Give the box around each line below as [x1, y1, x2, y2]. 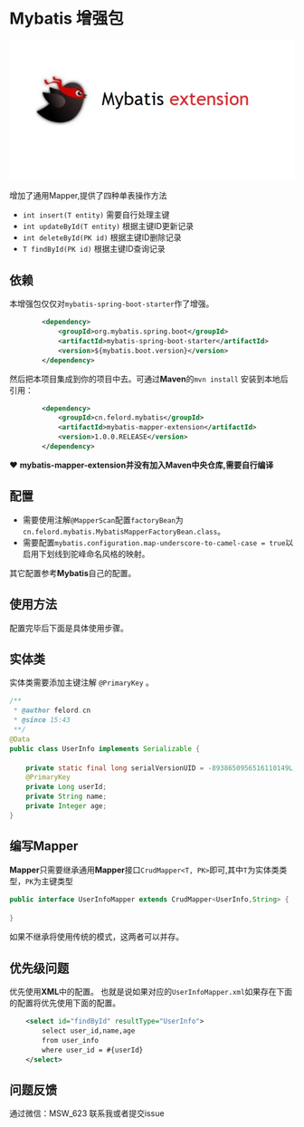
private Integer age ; [25, 802, 107, 811]
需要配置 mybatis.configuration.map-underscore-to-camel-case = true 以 [22, 536, 294, 548]
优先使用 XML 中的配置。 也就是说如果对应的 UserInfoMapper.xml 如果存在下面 [9, 987, 293, 997]
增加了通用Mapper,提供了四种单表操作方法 [9, 190, 167, 201]
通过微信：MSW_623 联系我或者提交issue [9, 1108, 165, 1119]
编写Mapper [9, 839, 79, 854]
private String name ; [25, 792, 107, 802]
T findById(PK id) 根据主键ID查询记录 [22, 244, 166, 255]
